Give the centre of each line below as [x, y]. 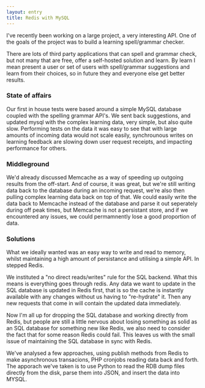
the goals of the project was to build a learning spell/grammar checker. [95, 42]
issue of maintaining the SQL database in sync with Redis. [79, 341]
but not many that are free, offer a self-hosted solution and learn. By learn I [101, 60]
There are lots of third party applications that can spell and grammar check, [102, 53]
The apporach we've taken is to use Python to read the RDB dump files [95, 367]
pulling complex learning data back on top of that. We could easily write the [102, 197]
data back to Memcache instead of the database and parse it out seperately [102, 204]
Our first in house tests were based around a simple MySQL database [94, 109]
